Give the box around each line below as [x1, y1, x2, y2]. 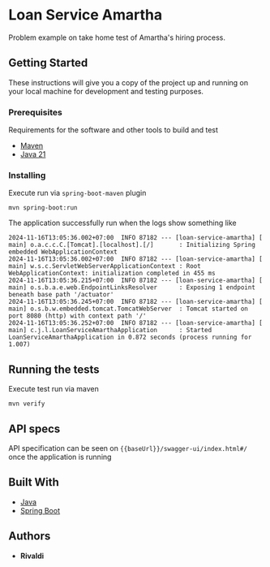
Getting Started [8, 56, 88, 70]
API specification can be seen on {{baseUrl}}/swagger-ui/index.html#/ [8, 443, 247, 452]
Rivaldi [19, 551, 45, 561]
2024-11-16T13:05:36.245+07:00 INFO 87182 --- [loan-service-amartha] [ [8, 298, 264, 306]
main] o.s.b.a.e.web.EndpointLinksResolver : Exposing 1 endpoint [8, 283, 255, 292]
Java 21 [19, 149, 46, 159]
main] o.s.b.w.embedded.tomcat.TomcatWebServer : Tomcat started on [8, 305, 249, 314]
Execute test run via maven [8, 384, 100, 394]
